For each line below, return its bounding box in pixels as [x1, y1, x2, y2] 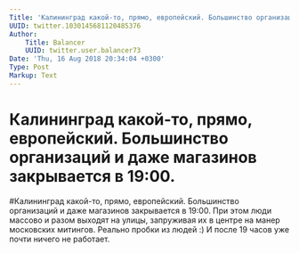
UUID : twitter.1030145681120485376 [9, 21, 141, 30]
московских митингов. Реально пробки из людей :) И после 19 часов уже [9, 224, 290, 234]
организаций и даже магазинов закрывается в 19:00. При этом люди [9, 205, 272, 216]
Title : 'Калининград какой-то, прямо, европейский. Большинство [9, 12, 253, 22]
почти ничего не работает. [9, 233, 110, 244]
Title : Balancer [25, 37, 86, 47]
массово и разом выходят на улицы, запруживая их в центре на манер [9, 215, 280, 225]
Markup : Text [9, 71, 58, 80]
